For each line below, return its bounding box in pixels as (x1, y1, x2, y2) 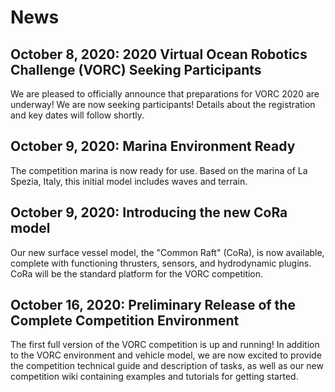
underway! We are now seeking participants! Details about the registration (10, 99, 316, 110)
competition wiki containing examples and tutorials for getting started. (10, 371, 299, 383)
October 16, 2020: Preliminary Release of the (10, 297, 296, 314)
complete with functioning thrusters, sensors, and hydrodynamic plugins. (10, 257, 312, 269)
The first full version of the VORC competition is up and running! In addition (10, 339, 320, 351)
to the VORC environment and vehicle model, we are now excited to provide (10, 349, 322, 361)
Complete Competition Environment (10, 312, 240, 330)
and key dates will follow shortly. (10, 109, 145, 121)
